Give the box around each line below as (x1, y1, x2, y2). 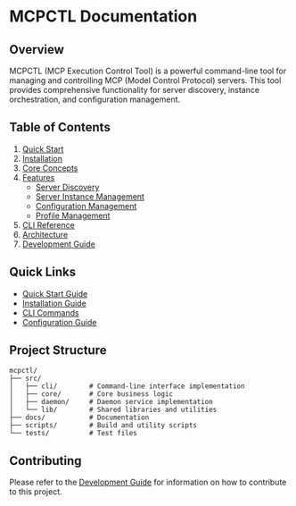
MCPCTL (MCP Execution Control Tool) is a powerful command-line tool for (9, 65, 287, 76)
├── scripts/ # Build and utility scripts (9, 421, 198, 430)
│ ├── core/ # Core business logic (9, 390, 174, 399)
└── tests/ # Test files (9, 429, 138, 438)
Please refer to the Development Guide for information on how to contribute (9, 476, 287, 488)
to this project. (9, 486, 62, 497)
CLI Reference (21, 219, 76, 230)
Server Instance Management (35, 190, 145, 202)
